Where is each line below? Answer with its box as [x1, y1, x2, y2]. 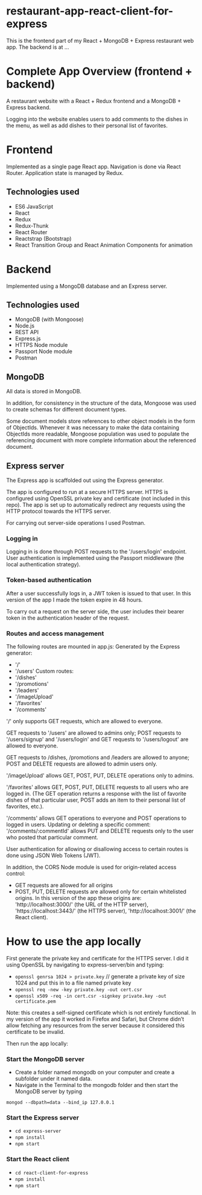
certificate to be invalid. [6, 1028, 65, 1035]
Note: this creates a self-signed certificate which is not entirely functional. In [6, 1009, 196, 1016]
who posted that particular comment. [6, 834, 98, 841]
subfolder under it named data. [14, 1075, 92, 1082]
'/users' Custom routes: [14, 667, 74, 674]
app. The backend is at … [6, 43, 69, 51]
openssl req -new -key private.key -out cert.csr [14, 986, 143, 993]
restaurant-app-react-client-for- [6, 4, 174, 18]
